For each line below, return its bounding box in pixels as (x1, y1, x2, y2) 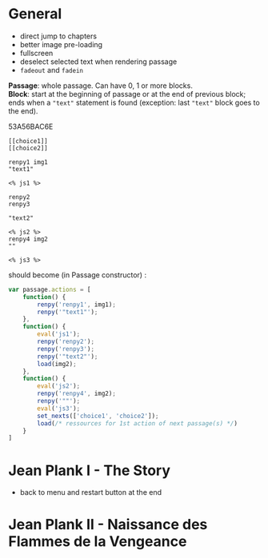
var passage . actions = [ (8, 285, 91, 293)
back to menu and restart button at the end (19, 488, 162, 497)
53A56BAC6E (8, 122, 54, 131)
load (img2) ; (37, 360, 78, 368)
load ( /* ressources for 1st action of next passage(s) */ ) (37, 419, 238, 428)
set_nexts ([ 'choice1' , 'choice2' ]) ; (37, 412, 159, 420)
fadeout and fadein (19, 65, 84, 74)
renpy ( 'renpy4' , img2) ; (37, 389, 116, 398)
